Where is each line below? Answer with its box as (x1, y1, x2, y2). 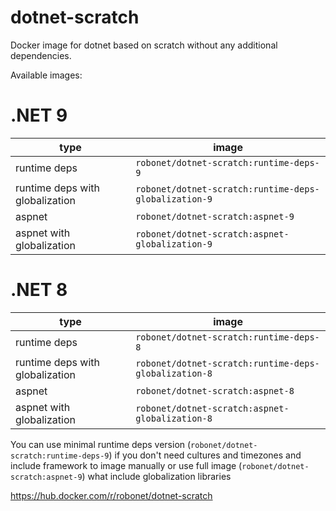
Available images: (10, 69, 83, 81)
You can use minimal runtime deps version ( (10, 438, 192, 450)
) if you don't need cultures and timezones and (108, 449, 302, 461)
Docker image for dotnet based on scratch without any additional (10, 39, 278, 51)
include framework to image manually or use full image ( (10, 459, 243, 471)
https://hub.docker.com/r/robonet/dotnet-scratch (10, 489, 213, 501)
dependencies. (10, 49, 72, 61)
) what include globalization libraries (81, 470, 232, 482)
